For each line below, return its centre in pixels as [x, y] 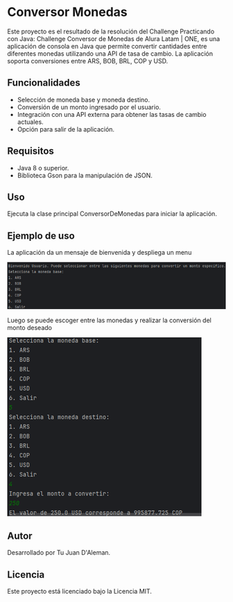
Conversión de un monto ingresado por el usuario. [89, 107]
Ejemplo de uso [41, 236]
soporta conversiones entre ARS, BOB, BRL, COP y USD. [88, 61]
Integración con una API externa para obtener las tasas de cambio [112, 114]
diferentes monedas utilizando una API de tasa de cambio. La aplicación [110, 54]
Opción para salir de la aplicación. [66, 129]
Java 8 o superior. [43, 168]
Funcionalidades [44, 83]
